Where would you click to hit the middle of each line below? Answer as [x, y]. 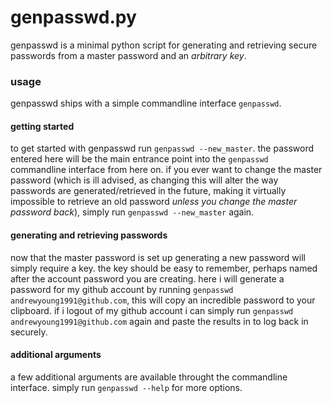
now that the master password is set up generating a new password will [158, 257]
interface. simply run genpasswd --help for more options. [126, 387]
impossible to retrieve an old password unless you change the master [154, 202]
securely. [29, 332]
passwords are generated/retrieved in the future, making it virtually [148, 191]
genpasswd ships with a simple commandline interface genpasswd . [146, 103]
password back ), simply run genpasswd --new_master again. [132, 212]
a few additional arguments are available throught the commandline [149, 377]
